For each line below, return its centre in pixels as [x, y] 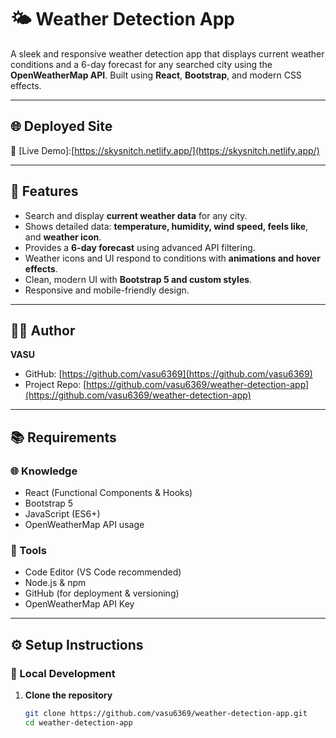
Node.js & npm [55, 583]
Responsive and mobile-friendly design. [107, 290]
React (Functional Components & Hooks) [108, 493]
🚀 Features [44, 191]
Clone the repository [68, 695]
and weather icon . [63, 237]
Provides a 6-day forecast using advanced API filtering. [140, 247]
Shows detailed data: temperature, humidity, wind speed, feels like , [166, 226]
